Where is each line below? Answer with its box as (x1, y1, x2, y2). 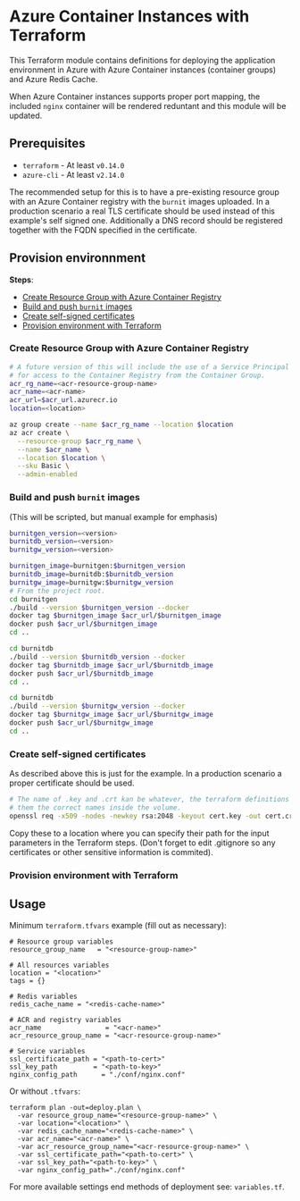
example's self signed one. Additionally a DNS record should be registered (9, 214, 283, 225)
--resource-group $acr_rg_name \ (17, 436, 142, 446)
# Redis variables (9, 992, 78, 1002)
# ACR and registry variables (9, 1016, 122, 1025)
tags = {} (9, 977, 46, 986)
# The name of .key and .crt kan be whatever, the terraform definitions (9, 795, 290, 804)
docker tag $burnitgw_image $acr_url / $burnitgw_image (9, 710, 214, 719)
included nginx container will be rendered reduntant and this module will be (9, 100, 287, 111)
